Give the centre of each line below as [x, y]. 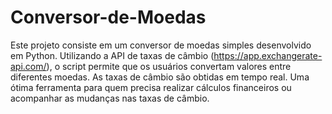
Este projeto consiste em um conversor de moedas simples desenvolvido [161, 45]
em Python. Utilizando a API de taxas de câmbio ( [112, 55]
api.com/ [28, 66]
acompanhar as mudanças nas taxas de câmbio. [110, 98]
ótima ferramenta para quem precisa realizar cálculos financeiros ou [151, 87]
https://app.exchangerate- [268, 55]
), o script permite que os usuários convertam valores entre [169, 66]
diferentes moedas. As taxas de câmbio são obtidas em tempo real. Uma [160, 77]
